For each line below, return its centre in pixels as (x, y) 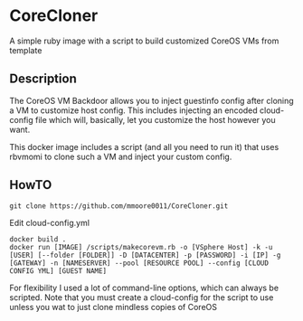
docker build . (38, 239)
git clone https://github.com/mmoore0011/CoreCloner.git (119, 206)
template (26, 50)
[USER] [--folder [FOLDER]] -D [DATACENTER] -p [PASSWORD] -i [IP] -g (145, 255)
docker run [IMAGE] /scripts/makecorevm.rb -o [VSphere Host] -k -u (141, 247)
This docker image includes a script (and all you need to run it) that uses (144, 146)
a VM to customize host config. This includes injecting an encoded (133, 110)
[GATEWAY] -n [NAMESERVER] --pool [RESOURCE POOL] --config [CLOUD (139, 263)
